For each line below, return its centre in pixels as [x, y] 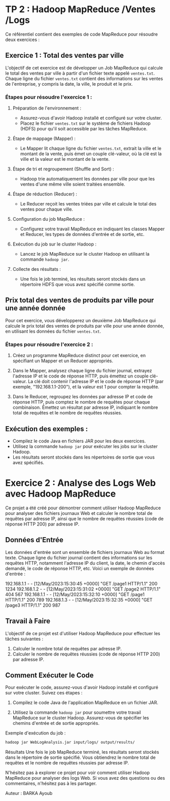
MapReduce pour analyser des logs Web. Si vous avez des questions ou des [85, 778]
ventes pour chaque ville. [47, 210]
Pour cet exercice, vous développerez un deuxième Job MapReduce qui [81, 320]
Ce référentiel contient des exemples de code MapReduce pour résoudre [82, 34]
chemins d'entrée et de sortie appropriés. [56, 723]
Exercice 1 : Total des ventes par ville [65, 56]
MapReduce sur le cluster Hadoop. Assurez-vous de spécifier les [81, 718]
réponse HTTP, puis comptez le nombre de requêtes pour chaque [81, 402]
